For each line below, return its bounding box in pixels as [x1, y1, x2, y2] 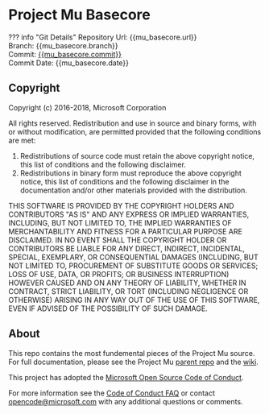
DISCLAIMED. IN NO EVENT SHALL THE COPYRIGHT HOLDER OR [8, 235, 227, 245]
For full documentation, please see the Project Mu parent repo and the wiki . [8, 357, 259, 366]
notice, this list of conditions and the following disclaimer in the [19, 176, 230, 186]
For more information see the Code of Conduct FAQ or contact [8, 388, 215, 398]
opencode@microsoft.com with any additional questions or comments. [8, 396, 243, 406]
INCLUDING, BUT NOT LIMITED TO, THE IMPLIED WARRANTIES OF [8, 217, 232, 227]
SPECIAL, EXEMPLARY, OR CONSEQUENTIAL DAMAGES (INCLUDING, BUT [8, 252, 259, 262]
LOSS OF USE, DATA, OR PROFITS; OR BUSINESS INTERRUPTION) [8, 269, 230, 279]
